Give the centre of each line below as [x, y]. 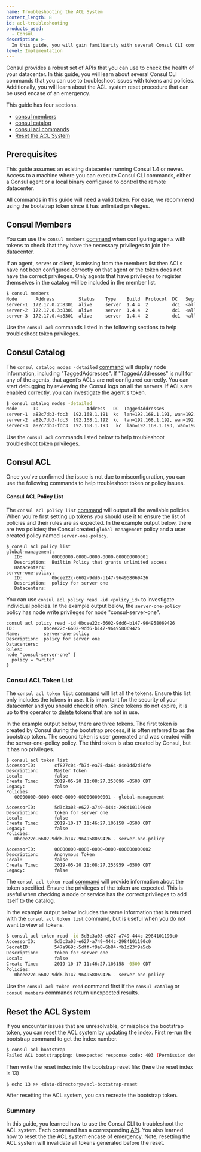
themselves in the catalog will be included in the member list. [81, 283]
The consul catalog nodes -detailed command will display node [86, 367]
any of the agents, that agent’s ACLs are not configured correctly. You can [98, 380]
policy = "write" [33, 660]
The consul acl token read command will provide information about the [95, 882]
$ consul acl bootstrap [36, 1050]
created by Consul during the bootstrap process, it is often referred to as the [100, 730]
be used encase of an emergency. [48, 93]
